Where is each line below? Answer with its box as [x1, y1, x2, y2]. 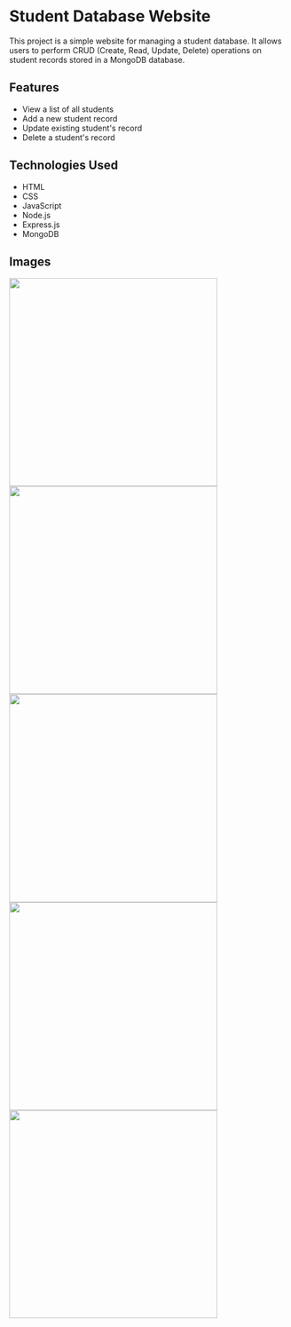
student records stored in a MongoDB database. [9, 54, 185, 65]
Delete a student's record [21, 131, 115, 143]
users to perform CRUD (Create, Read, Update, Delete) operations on [9, 44, 262, 55]
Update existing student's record [21, 122, 143, 133]
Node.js [21, 209, 51, 220]
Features [9, 80, 59, 95]
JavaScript [21, 200, 62, 210]
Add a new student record [21, 113, 118, 123]
